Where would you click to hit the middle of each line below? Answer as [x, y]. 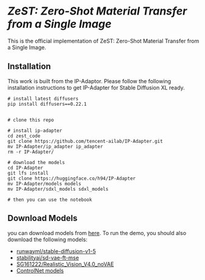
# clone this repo [31, 120]
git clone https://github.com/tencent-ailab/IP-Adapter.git [85, 141]
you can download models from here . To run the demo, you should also [97, 233]
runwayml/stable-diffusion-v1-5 [56, 251]
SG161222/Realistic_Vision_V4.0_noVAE [65, 264]
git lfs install [28, 173]
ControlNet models [40, 270]
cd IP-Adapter [26, 168]
